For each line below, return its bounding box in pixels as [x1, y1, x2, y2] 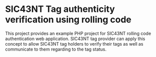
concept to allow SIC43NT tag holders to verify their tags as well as [5, 41, 144, 47]
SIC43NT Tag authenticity [5, 3, 115, 15]
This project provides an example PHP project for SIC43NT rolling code [5, 30, 152, 36]
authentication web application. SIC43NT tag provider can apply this [5, 36, 146, 42]
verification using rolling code [5, 14, 132, 25]
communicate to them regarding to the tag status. [5, 46, 107, 52]
